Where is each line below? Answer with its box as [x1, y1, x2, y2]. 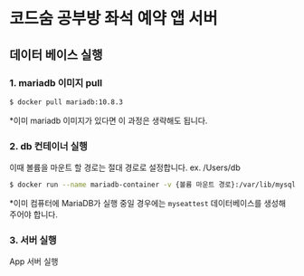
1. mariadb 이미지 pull [9, 76, 102, 89]
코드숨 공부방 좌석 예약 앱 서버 [9, 8, 219, 29]
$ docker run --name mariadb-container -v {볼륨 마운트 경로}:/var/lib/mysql [9, 180, 297, 190]
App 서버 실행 [9, 256, 59, 267]
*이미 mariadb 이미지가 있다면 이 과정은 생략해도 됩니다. [9, 115, 208, 126]
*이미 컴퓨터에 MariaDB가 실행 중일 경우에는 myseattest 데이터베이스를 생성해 [9, 197, 287, 208]
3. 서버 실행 [9, 233, 57, 246]
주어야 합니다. [9, 209, 59, 220]
